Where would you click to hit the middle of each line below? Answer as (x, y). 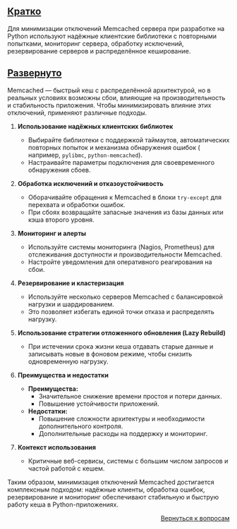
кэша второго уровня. (61, 219)
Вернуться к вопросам (195, 518)
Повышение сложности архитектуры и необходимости (122, 418)
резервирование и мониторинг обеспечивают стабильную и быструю (113, 497)
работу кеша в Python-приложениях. (63, 504)
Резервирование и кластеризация (71, 283)
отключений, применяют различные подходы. (77, 113)
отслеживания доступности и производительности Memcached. (125, 254)
